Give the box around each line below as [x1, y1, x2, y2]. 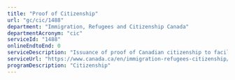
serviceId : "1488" [7, 36, 61, 43]
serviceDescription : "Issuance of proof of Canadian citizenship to [7, 49, 211, 56]
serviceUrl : [7, 56, 42, 63]
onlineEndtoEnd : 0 [7, 42, 61, 49]
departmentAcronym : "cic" [7, 29, 83, 37]
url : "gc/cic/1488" [7, 17, 64, 24]
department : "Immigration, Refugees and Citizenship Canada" [7, 23, 190, 30]
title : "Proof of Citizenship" [7, 10, 99, 17]
